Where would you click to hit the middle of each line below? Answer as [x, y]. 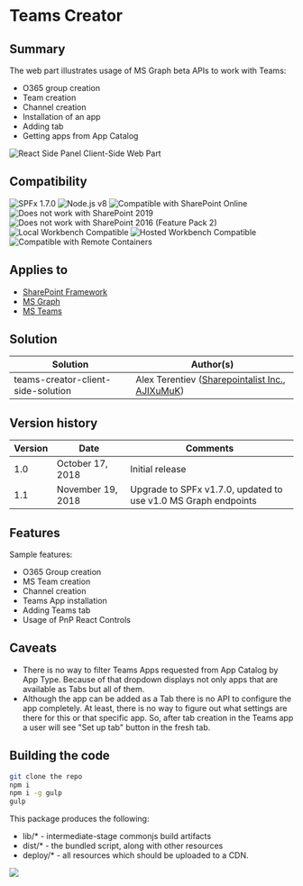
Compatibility [48, 182]
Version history [54, 423]
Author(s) [212, 364]
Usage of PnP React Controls [76, 620]
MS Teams [42, 311]
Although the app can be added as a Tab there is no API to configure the [157, 699]
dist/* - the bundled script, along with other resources [123, 846]
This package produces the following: [79, 819]
